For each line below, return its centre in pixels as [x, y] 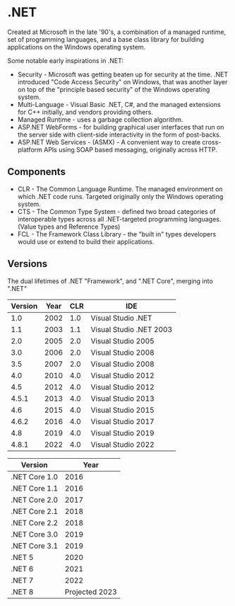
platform [30, 149]
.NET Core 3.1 [35, 546]
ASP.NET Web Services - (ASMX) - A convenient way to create [109, 142]
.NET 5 [22, 557]
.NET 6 [22, 568]
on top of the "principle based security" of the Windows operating [114, 89]
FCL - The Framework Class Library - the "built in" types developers [117, 234]
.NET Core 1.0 [35, 476]
